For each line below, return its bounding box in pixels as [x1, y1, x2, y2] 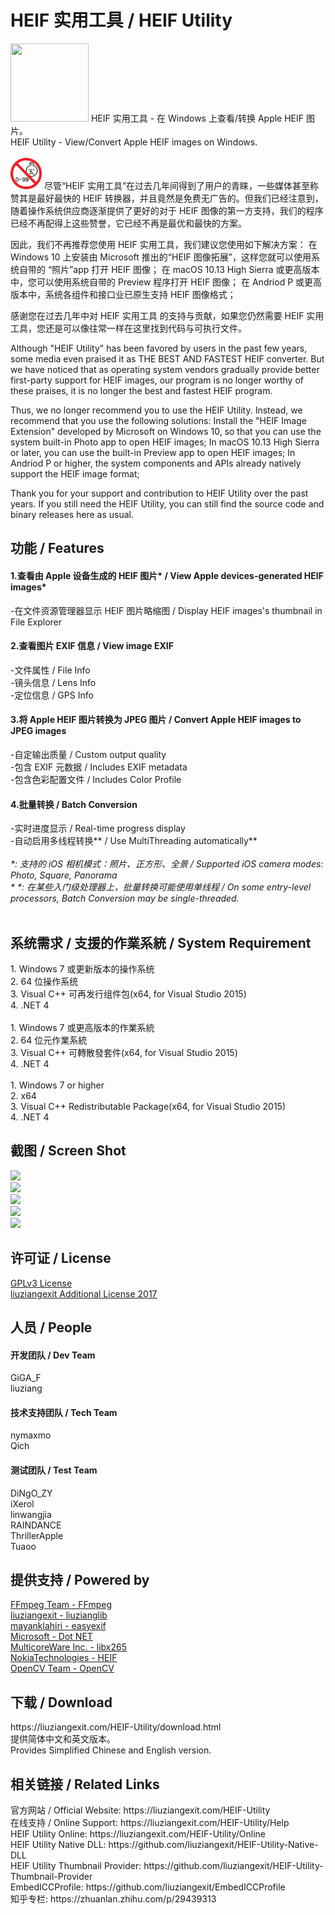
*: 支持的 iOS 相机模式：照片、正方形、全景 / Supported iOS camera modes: [10, 858, 324, 870]
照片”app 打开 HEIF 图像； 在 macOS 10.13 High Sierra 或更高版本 [51, 263, 320, 275]
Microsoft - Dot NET [10, 1631, 93, 1643]
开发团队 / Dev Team [10, 1349, 96, 1361]
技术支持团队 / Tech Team [10, 1406, 118, 1418]
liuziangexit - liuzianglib [10, 1609, 108, 1621]
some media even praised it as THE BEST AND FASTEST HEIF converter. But [10, 352, 325, 365]
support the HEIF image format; [10, 467, 140, 480]
